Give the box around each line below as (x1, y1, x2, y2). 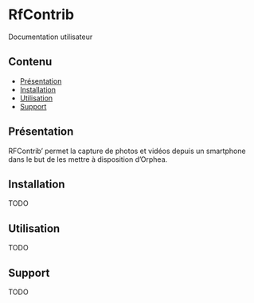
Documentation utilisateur (8, 32, 93, 41)
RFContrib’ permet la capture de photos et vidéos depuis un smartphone (8, 146, 246, 155)
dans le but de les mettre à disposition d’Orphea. (8, 154, 168, 164)
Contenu (8, 55, 53, 69)
